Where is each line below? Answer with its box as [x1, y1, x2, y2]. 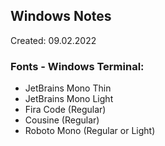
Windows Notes [10, 8, 112, 25]
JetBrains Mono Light [24, 93, 114, 105]
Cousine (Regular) [24, 114, 100, 126]
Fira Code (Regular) [24, 104, 107, 116]
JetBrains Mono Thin [24, 82, 112, 94]
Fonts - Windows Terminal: [10, 59, 145, 73]
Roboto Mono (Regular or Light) [24, 125, 156, 137]
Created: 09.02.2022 [10, 34, 97, 46]
